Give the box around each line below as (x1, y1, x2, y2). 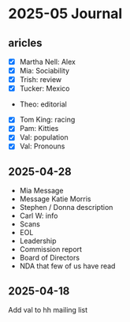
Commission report (19, 245, 83, 254)
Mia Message (19, 186, 64, 196)
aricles (8, 36, 43, 50)
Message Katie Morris (19, 194, 91, 204)
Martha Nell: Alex (19, 57, 76, 66)
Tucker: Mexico (19, 84, 70, 93)
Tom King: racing (19, 115, 76, 125)
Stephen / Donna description (19, 203, 113, 212)
